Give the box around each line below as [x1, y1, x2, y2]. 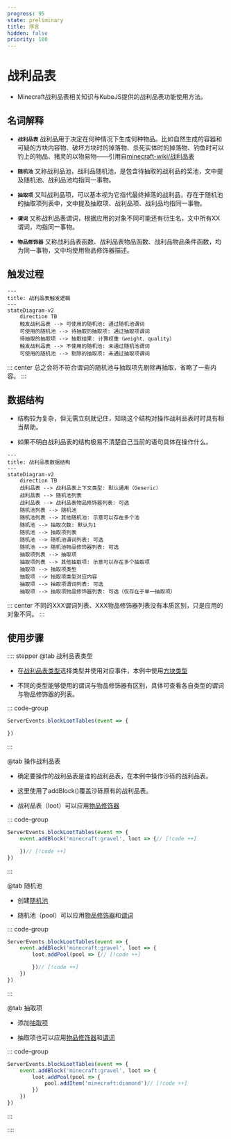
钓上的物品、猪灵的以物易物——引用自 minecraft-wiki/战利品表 [17, 152, 195, 160]
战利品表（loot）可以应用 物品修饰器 [17, 801, 120, 810]
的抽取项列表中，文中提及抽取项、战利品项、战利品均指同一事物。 [17, 199, 206, 207]
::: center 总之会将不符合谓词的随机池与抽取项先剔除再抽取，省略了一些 [7, 363, 211, 371]
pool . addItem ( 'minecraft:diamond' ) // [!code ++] [44, 1080, 188, 1087]
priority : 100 [7, 36, 49, 43]
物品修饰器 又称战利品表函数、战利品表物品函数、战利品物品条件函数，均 [17, 237, 222, 246]
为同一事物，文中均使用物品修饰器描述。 [17, 246, 133, 254]
